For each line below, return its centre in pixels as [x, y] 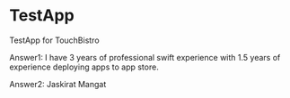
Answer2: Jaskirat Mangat [58, 84]
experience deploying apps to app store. [84, 67]
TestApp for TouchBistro [55, 40]
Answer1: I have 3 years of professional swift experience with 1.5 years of [145, 57]
